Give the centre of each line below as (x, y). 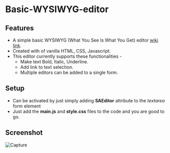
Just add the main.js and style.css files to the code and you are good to (89, 111)
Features (20, 28)
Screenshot (24, 133)
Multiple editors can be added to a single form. (69, 72)
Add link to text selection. (47, 67)
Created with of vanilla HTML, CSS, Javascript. (62, 51)
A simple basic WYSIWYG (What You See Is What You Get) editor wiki (85, 40)
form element (27, 106)
